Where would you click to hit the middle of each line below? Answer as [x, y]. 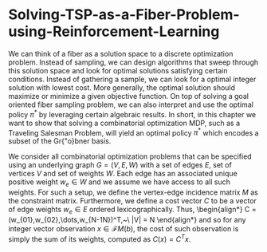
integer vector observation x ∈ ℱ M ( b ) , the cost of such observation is [124, 228]
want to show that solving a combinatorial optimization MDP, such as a [124, 123]
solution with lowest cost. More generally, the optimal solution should [122, 87]
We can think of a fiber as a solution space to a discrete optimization [121, 53]
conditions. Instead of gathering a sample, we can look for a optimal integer [132, 79]
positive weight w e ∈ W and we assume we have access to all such [120, 183]
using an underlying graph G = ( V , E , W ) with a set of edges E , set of [120, 165]
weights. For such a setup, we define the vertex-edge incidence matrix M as [133, 192]
